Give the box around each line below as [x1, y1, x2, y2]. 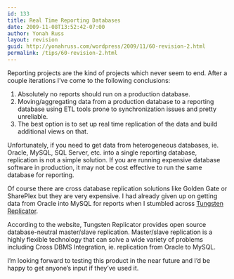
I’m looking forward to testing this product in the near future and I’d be [7, 256, 211, 264]
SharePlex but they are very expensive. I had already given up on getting [7, 191, 218, 200]
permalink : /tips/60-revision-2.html [7, 50, 118, 57]
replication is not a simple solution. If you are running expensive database [7, 155, 221, 164]
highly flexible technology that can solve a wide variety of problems [7, 235, 204, 243]
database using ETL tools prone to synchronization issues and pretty [17, 105, 216, 113]
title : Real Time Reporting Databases [7, 17, 121, 24]
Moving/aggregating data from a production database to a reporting [17, 97, 214, 105]
